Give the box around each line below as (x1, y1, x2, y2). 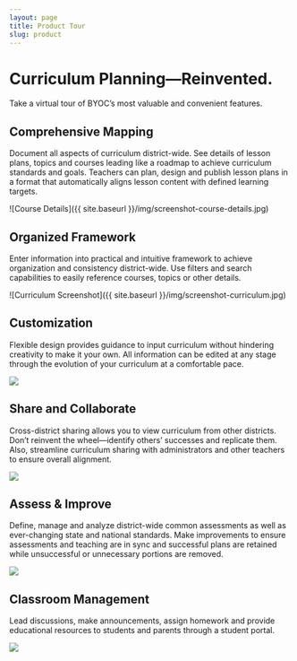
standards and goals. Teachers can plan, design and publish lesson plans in (9, 167, 289, 178)
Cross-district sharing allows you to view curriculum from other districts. (9, 425, 277, 436)
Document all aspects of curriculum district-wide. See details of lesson (9, 148, 271, 159)
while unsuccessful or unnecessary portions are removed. (9, 549, 224, 560)
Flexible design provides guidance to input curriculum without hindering (9, 339, 275, 350)
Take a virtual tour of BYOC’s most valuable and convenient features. (9, 98, 263, 109)
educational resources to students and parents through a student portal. (9, 625, 276, 636)
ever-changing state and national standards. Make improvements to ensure (9, 530, 286, 541)
